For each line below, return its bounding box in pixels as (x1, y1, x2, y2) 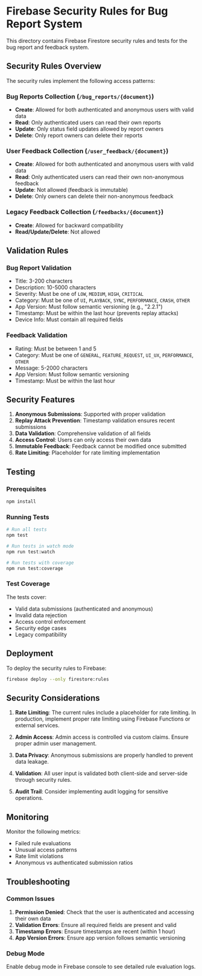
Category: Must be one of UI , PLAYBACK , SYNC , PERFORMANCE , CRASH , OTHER (14, 296, 191, 304)
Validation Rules (6, 246, 69, 256)
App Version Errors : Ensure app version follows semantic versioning (14, 934, 186, 942)
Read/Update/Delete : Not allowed (14, 228, 101, 235)
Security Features (6, 395, 75, 405)
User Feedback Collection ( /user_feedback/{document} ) (6, 146, 169, 155)
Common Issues (6, 894, 55, 903)
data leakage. (14, 758, 49, 765)
